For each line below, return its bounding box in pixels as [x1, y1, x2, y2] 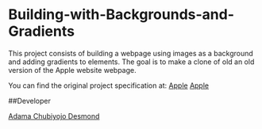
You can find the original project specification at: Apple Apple [8, 81, 209, 90]
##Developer [8, 96, 52, 105]
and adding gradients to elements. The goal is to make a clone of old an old [8, 57, 255, 66]
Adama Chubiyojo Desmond [8, 111, 100, 120]
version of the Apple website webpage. [8, 65, 137, 74]
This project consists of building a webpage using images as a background [8, 48, 254, 58]
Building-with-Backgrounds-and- [8, 6, 235, 24]
